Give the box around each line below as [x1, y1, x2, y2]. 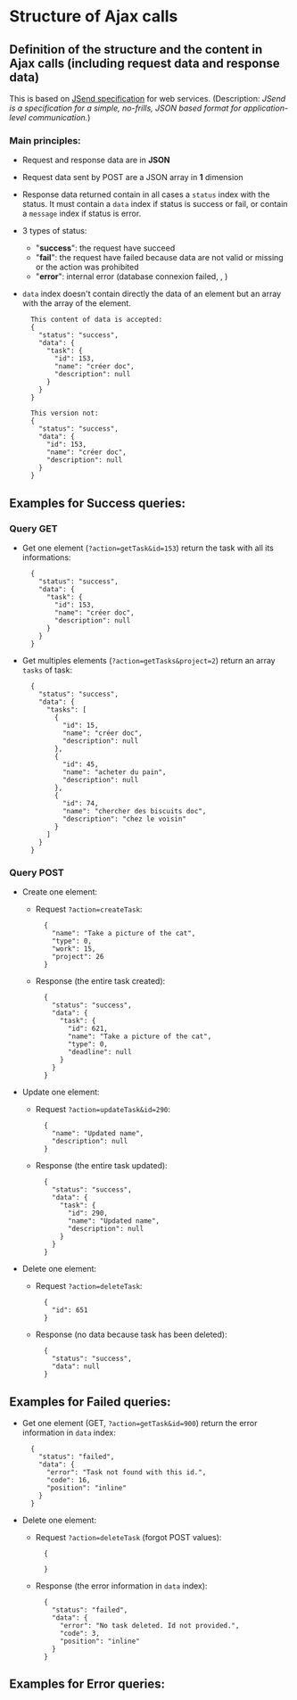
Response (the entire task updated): [35, 1160, 168, 1171]
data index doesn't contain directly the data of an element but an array [21, 288, 282, 300]
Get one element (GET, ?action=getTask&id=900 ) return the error [21, 1418, 258, 1429]
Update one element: [21, 1086, 100, 1098]
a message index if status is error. [21, 208, 142, 219]
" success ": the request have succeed [35, 243, 176, 253]
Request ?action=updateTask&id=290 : [35, 1104, 171, 1115]
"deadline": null [67, 1048, 132, 1057]
